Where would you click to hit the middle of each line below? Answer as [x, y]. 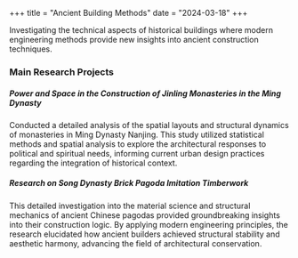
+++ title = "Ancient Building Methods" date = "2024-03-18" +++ [129, 13]
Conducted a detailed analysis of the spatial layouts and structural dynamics [149, 125]
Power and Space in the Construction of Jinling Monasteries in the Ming [145, 93]
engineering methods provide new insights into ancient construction [134, 40]
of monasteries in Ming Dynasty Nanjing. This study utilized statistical [137, 134]
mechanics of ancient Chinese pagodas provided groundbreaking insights [145, 215]
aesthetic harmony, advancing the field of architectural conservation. [136, 243]
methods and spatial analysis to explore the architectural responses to [138, 144]
